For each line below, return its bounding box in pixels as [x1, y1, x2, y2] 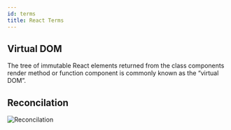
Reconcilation [7, 96, 69, 109]
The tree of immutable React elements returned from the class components [7, 61, 225, 70]
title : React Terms [7, 17, 64, 24]
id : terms [7, 10, 36, 18]
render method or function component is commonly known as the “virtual [7, 69, 219, 77]
